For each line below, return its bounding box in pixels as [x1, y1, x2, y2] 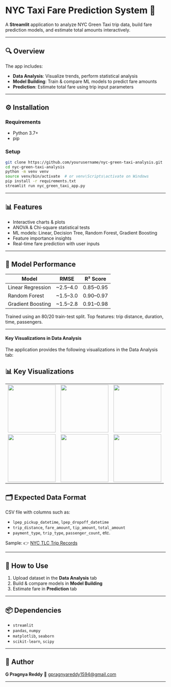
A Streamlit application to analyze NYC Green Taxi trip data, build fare [5, 21, 152, 27]
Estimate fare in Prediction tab [12, 586, 77, 592]
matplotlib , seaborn [12, 633, 54, 639]
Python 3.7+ [12, 130, 39, 136]
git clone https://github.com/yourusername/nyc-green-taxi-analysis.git [5, 160, 163, 165]
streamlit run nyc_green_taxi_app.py [5, 183, 85, 189]
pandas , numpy [12, 627, 41, 634]
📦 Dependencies [5, 606, 62, 615]
